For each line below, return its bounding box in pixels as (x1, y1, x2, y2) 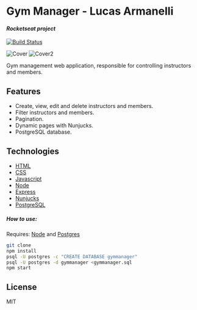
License (6, 282, 37, 292)
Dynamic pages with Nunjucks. (15, 122, 93, 129)
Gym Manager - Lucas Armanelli (6, 4, 174, 18)
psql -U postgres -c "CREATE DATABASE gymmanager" (6, 253, 138, 260)
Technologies (6, 146, 60, 156)
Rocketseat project (6, 24, 56, 32)
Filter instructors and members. (15, 109, 95, 117)
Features (6, 86, 41, 96)
